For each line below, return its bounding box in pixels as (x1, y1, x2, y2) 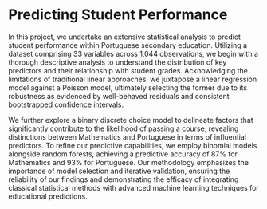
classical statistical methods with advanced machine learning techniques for (8, 183, 259, 192)
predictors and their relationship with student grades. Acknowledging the (8, 65, 249, 75)
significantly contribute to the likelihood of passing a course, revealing (8, 124, 239, 133)
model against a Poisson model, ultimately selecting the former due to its (8, 82, 248, 93)
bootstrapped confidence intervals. (8, 100, 124, 109)
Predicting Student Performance (8, 6, 228, 24)
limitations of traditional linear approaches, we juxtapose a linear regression (8, 74, 257, 84)
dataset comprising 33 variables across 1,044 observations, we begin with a (8, 49, 259, 58)
